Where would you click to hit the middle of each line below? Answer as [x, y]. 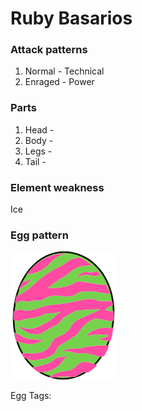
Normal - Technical [64, 71]
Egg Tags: [31, 396]
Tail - [35, 161]
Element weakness [57, 187]
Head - [39, 129]
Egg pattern [39, 235]
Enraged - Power [59, 82]
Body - [39, 140]
